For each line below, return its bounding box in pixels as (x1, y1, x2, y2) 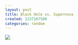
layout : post (5, 7, 32, 12)
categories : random (5, 21, 45, 26)
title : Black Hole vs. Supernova (5, 12, 74, 17)
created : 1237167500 (5, 16, 48, 21)
